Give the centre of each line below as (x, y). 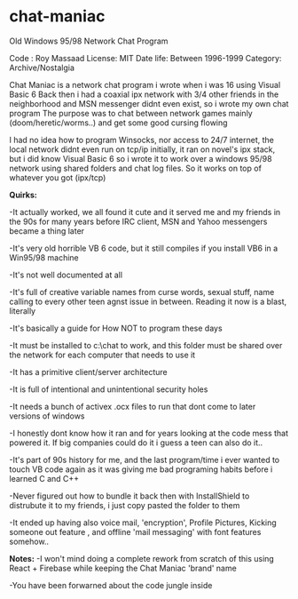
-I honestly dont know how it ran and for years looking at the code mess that (149, 433)
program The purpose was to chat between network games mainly (131, 113)
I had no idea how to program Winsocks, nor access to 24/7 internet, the (142, 140)
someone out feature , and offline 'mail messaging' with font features (135, 531)
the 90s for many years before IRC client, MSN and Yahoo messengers (138, 221)
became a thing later (47, 231)
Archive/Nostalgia (42, 68)
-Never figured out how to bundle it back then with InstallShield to (129, 496)
